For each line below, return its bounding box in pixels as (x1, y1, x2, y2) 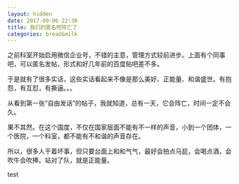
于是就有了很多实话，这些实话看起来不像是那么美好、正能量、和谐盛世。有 (7, 75, 225, 83)
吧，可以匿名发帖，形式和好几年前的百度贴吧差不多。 (7, 60, 164, 68)
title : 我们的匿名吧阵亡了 (7, 24, 78, 31)
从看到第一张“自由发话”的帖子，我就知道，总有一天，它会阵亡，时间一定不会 (7, 99, 231, 108)
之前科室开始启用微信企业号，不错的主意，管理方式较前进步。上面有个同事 (7, 51, 225, 59)
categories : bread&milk (7, 30, 78, 38)
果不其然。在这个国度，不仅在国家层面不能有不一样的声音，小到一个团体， (7, 123, 225, 132)
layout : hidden (7, 10, 53, 18)
